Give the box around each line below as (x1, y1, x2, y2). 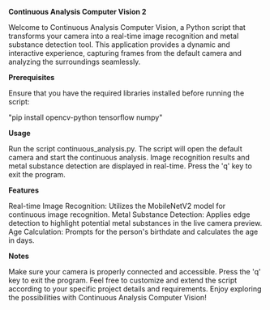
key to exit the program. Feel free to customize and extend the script (8, 275, 238, 285)
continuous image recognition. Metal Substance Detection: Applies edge (8, 210, 251, 219)
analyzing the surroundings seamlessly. (8, 57, 141, 66)
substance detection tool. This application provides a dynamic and (8, 40, 231, 49)
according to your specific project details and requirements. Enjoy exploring (8, 284, 262, 294)
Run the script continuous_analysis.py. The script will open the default (8, 144, 242, 153)
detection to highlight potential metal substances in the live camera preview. (8, 219, 263, 227)
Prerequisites (8, 73, 55, 82)
